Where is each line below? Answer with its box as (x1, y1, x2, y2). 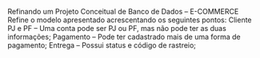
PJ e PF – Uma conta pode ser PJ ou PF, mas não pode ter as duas (7, 24, 227, 33)
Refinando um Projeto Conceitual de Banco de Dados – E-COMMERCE (7, 7, 239, 16)
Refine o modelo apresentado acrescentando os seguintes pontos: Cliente (7, 15, 253, 25)
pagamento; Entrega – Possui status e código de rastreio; (7, 41, 197, 50)
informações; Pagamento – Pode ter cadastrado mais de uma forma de (7, 32, 241, 41)
